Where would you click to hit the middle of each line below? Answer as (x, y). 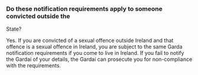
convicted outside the (38, 16)
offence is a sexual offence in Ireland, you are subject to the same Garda (94, 47)
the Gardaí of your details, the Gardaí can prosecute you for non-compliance (99, 59)
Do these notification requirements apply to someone (84, 9)
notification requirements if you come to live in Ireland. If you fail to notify (95, 53)
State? (14, 29)
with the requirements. (33, 66)
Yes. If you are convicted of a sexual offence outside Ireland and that (90, 41)
